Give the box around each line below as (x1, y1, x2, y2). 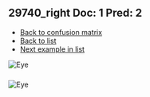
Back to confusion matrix (19, 27, 102, 37)
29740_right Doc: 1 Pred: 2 (8, 6, 142, 20)
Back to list (19, 36, 57, 45)
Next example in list (19, 44, 85, 54)
